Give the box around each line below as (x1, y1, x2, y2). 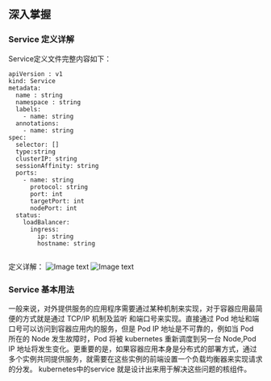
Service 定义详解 (8, 34, 75, 45)
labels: (15, 105, 42, 113)
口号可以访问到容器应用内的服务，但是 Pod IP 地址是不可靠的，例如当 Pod (8, 324, 254, 333)
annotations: (15, 119, 60, 128)
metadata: (8, 84, 42, 92)
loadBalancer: (23, 218, 70, 226)
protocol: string (29, 182, 89, 191)
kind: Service (8, 77, 56, 85)
